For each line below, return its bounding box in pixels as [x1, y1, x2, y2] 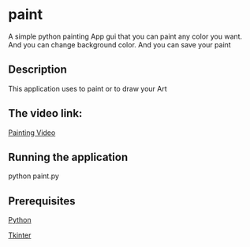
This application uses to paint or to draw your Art [8, 84, 167, 93]
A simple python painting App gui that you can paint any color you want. [8, 32, 243, 41]
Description [8, 63, 67, 77]
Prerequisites [8, 194, 76, 208]
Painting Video [8, 128, 56, 137]
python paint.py [8, 171, 59, 181]
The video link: [8, 107, 83, 120]
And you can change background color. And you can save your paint [8, 39, 231, 49]
